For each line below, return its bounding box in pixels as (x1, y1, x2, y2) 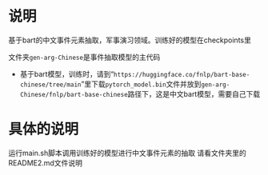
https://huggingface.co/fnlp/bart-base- (113, 70, 250, 78)
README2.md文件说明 (8, 157, 82, 168)
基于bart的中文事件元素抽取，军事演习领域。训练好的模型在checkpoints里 (8, 35, 252, 45)
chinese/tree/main (19, 81, 82, 89)
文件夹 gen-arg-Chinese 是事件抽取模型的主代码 (8, 52, 161, 62)
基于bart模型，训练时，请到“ (19, 69, 114, 78)
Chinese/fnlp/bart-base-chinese (19, 90, 128, 98)
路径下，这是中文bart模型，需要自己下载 (127, 89, 261, 98)
